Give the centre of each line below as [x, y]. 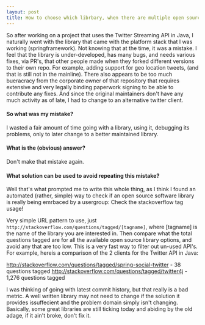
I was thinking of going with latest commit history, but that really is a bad [97, 290]
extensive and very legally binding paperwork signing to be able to [90, 87]
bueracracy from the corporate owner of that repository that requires [93, 81]
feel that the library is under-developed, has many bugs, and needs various [101, 54]
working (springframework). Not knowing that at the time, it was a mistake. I [102, 48]
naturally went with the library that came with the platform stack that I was [99, 42]
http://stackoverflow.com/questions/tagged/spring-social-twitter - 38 [94, 265]
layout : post [23, 12]
